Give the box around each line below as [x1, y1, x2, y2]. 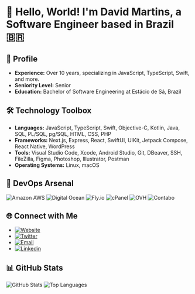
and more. [14, 76, 40, 83]
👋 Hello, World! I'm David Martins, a [6, 5, 182, 19]
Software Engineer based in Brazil [6, 18, 175, 31]
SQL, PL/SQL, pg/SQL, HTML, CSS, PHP [14, 130, 112, 137]
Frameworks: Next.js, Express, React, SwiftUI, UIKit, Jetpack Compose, [14, 136, 189, 143]
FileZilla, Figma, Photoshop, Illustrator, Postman [14, 155, 129, 162]
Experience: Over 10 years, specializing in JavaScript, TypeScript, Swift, [14, 70, 190, 76]
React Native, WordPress [14, 143, 75, 150]
